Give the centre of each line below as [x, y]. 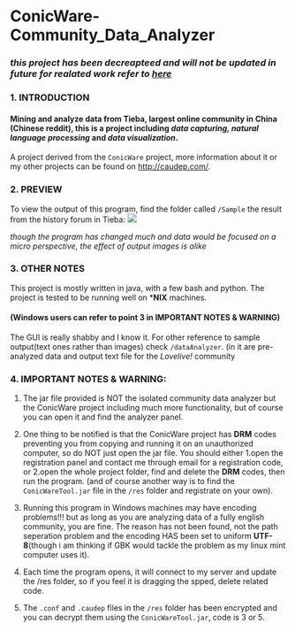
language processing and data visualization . [95, 137]
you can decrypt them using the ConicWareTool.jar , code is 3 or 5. [144, 618]
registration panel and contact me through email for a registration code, [153, 463]
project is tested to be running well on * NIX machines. [108, 297]
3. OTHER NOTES [47, 269]
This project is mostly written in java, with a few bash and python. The [137, 288]
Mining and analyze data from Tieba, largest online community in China [144, 119]
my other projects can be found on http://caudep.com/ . [110, 166]
